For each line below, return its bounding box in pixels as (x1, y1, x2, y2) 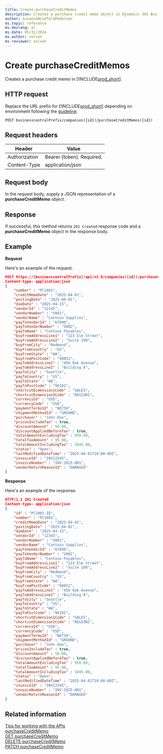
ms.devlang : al (5, 25, 36, 30)
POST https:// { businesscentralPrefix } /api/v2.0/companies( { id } (5, 274, 136, 279)
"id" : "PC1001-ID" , (14, 511, 55, 516)
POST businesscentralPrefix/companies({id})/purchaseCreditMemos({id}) (5, 118, 153, 122)
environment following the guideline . (5, 108, 78, 114)
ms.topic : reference (5, 20, 47, 26)
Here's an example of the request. (5, 265, 73, 271)
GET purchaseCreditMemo (5, 734, 58, 739)
